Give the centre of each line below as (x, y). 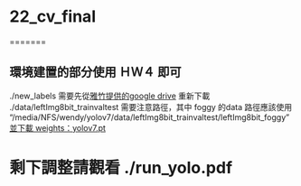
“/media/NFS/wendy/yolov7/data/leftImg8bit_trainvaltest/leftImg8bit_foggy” (150, 117)
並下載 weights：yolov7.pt (58, 127)
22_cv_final (53, 17)
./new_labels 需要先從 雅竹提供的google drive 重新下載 (110, 96)
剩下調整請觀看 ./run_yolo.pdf (121, 167)
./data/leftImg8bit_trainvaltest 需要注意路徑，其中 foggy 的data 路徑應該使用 (150, 107)
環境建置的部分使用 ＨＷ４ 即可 (95, 73)
